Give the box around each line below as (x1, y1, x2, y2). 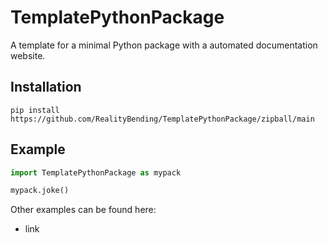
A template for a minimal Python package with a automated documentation (10, 39, 318, 51)
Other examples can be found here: (10, 204, 157, 216)
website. (10, 49, 46, 61)
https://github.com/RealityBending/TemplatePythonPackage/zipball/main (10, 114, 315, 124)
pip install (10, 105, 60, 115)
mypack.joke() (10, 186, 70, 196)
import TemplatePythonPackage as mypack (10, 167, 182, 178)
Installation (10, 79, 82, 96)
